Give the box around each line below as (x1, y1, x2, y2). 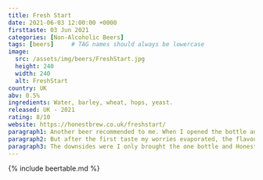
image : (8, 48, 30, 56)
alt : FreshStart (15, 77, 68, 85)
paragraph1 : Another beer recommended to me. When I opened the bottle (8, 128, 247, 135)
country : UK (8, 84, 47, 92)
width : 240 (15, 70, 51, 77)
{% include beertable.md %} (8, 164, 100, 173)
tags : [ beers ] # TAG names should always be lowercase (8, 41, 205, 49)
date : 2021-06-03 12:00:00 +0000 (8, 19, 117, 27)
